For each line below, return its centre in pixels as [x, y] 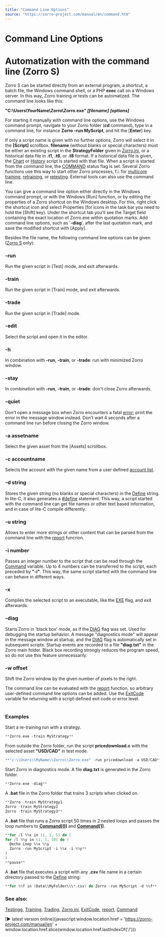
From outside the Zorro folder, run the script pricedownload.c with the [77, 746]
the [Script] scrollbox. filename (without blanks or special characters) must [82, 145]
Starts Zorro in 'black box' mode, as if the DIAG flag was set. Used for [76, 629]
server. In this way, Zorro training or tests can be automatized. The [72, 96]
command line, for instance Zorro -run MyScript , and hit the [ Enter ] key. [79, 130]
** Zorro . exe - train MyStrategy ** [39, 737]
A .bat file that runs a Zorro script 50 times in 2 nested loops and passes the [82, 821]
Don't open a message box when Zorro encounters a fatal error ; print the [79, 412]
